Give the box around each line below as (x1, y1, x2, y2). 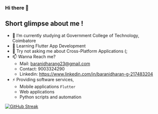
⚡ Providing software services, (12, 76, 74, 82)
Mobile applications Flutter (19, 83, 76, 90)
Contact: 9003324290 (19, 66, 65, 71)
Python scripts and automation (19, 94, 82, 100)
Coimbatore (12, 38, 36, 44)
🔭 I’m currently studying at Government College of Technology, (12, 32, 139, 38)
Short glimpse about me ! (5, 20, 84, 28)
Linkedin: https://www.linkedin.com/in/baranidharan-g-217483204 (19, 71, 153, 77)
